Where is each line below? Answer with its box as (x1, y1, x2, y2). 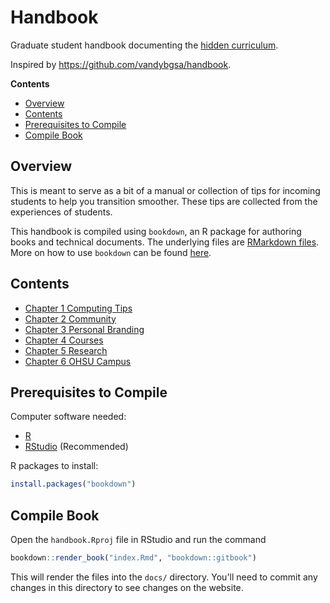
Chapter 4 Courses (24, 334, 104, 346)
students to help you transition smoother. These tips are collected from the (10, 195, 318, 207)
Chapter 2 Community (24, 312, 117, 325)
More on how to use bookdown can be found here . (10, 246, 212, 258)
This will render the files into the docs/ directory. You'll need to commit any (10, 571, 318, 583)
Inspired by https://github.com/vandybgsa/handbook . (10, 58, 232, 70)
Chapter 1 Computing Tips (24, 302, 133, 314)
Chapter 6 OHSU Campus (24, 355, 132, 367)
